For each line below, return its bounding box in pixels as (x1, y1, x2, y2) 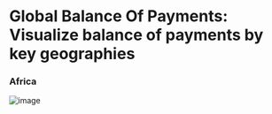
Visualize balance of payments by (9, 25, 264, 45)
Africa (9, 75, 37, 87)
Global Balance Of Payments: (9, 6, 229, 27)
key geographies (9, 44, 136, 64)
